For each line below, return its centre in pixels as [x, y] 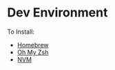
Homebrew [33, 45]
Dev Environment [57, 13]
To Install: [21, 32]
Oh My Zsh [33, 52]
